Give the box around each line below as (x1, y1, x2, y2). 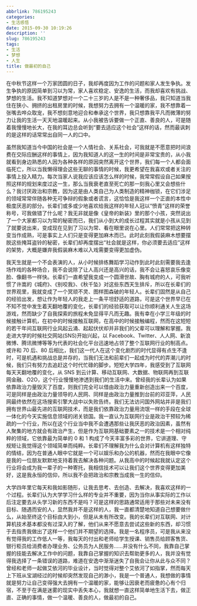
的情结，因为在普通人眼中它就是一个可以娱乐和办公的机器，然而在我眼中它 (6, 449, 186, 456)
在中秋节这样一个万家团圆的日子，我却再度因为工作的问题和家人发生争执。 (6, 80, 186, 87)
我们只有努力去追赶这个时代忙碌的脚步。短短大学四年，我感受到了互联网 (16, 361, 191, 368)
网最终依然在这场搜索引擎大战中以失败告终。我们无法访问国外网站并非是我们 (6, 398, 191, 405)
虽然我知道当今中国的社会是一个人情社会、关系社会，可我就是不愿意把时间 (6, 144, 186, 151)
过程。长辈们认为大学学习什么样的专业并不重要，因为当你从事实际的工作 (11, 491, 186, 499)
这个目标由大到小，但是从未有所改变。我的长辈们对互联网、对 (36, 513, 186, 520)
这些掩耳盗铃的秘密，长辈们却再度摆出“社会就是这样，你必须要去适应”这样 (11, 239, 191, 246)
